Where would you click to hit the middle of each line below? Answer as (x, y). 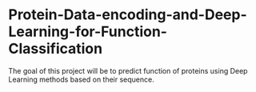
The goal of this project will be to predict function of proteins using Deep (128, 70)
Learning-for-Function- (88, 32)
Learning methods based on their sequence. (81, 79)
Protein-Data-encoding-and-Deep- (128, 15)
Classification (55, 49)
